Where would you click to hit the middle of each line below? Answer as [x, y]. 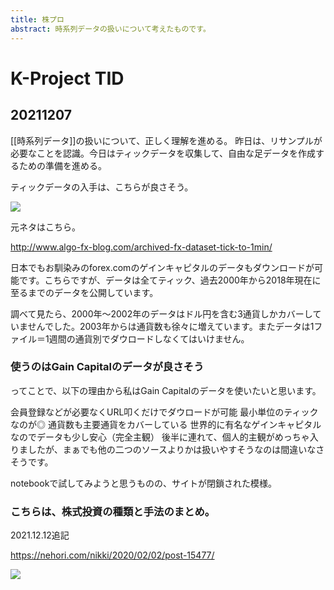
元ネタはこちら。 [45, 227]
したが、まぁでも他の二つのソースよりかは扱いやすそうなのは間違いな [172, 449]
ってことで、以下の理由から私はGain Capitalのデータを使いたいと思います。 [166, 390]
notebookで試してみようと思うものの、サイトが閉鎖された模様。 [143, 483]
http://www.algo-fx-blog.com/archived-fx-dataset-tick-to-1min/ [141, 247]
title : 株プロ [37, 19]
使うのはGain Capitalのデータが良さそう [107, 367]
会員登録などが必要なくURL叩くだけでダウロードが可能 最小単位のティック [164, 412]
